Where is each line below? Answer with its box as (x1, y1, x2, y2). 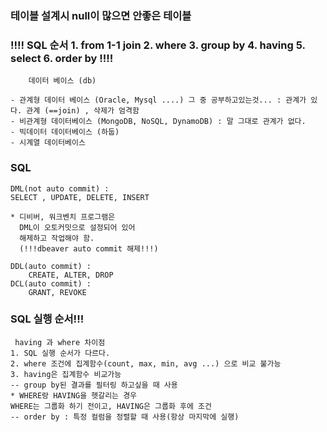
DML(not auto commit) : (10, 183, 110, 194)
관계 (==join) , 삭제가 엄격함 (26, 106, 140, 116)
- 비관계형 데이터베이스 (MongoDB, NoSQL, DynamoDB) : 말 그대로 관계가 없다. (10, 117, 307, 127)
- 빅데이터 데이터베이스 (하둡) (10, 127, 120, 137)
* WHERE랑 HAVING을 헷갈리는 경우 (10, 390, 138, 401)
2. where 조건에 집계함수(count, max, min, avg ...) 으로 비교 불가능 (10, 358, 282, 369)
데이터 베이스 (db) (28, 76, 97, 86)
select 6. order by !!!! (10, 51, 114, 65)
